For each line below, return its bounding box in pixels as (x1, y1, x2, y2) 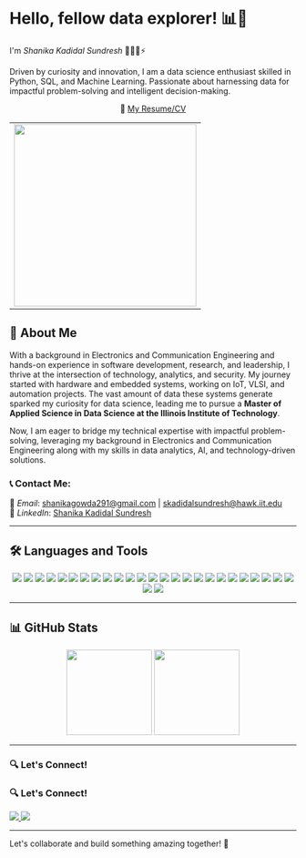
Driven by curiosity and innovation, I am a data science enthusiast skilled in (9, 66, 291, 77)
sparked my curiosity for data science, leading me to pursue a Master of (9, 398, 282, 409)
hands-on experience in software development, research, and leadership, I (9, 359, 290, 370)
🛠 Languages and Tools (9, 544, 148, 559)
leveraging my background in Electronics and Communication (40, 434, 272, 445)
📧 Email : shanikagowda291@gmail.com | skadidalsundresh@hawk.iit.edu (9, 498, 282, 509)
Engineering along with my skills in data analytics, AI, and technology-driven (9, 444, 296, 455)
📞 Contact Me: (9, 476, 71, 489)
